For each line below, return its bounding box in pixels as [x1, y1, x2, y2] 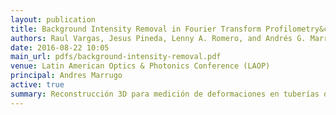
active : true [10, 80, 65, 90]
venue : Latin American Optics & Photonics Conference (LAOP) [10, 61, 271, 71]
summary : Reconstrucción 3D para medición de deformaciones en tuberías [10, 89, 320, 99]
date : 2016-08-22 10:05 [10, 42, 110, 53]
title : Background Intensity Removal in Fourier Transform [10, 24, 262, 34]
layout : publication [10, 14, 97, 25]
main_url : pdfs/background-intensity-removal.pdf [10, 52, 222, 62]
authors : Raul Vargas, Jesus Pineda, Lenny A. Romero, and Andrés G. [10, 33, 307, 43]
